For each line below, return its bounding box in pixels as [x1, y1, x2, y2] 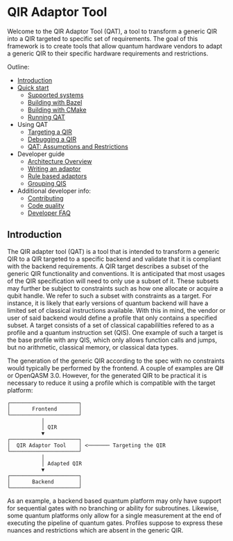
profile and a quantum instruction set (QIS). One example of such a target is [7, 328, 223, 336]
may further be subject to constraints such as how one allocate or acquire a [7, 284, 223, 292]
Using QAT [17, 120, 49, 128]
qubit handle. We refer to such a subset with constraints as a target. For [7, 291, 212, 300]
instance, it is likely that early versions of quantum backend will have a [7, 299, 209, 307]
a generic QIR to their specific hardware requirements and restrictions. [7, 49, 209, 58]
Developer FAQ [27, 209, 71, 217]
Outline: [7, 62, 30, 71]
